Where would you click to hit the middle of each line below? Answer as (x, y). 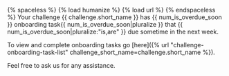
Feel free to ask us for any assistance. (61, 65)
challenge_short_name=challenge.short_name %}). (143, 52)
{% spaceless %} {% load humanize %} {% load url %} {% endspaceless (111, 10)
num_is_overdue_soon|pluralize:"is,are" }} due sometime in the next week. (113, 31)
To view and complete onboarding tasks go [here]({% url (88, 45)
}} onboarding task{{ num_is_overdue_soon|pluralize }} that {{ (95, 24)
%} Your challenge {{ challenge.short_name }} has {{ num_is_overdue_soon (115, 17)
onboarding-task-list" (38, 52)
